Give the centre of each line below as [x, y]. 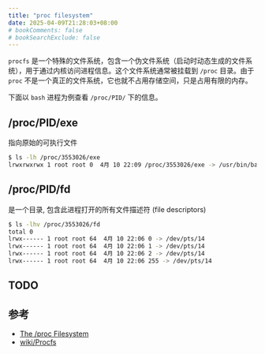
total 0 [21, 232]
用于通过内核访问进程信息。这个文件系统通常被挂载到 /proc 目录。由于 [140, 71]
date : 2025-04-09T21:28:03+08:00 [63, 23]
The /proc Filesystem [54, 334]
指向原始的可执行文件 [43, 143]
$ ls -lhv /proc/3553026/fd [54, 224]
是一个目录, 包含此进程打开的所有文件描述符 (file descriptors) [107, 209]
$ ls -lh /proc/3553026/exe [54, 158]
